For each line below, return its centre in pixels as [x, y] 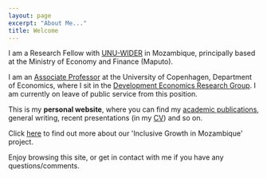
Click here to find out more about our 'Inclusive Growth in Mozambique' [126, 133]
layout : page [30, 16]
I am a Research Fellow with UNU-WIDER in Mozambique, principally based [132, 53]
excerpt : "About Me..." [48, 23]
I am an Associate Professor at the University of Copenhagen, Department [130, 77]
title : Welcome [33, 30]
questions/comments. [44, 166]
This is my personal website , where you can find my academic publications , [133, 109]
